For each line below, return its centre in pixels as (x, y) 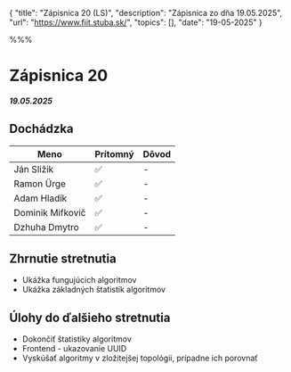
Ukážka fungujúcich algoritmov (79, 280)
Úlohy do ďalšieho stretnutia (90, 317)
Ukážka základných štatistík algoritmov (94, 290)
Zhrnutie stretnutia (63, 258)
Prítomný (115, 153)
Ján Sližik (34, 169)
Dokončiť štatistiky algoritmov (77, 339)
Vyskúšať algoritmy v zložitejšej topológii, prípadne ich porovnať (140, 358)
